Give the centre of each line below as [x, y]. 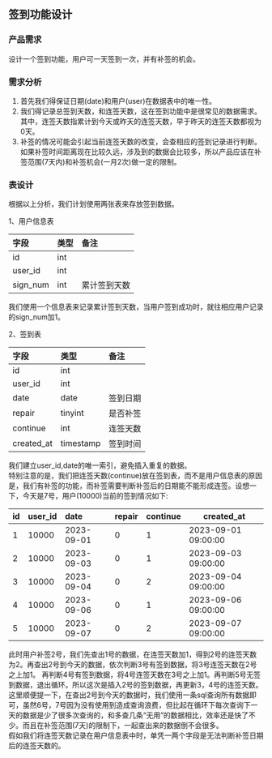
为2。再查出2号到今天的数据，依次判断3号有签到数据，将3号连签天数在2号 [133, 665]
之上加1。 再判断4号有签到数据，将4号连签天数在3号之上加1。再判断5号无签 [135, 674]
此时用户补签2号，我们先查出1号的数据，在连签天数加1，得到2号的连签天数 [133, 654]
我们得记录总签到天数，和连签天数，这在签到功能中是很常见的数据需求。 [140, 111]
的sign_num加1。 [37, 317]
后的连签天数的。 [37, 746]
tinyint [72, 413]
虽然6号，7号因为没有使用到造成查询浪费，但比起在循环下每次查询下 [136, 705]
